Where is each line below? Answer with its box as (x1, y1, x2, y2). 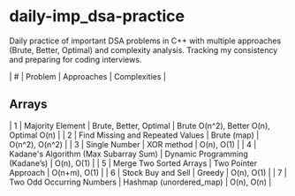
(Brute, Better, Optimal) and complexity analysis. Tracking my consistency (9, 44, 278, 55)
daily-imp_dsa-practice (9, 6, 185, 26)
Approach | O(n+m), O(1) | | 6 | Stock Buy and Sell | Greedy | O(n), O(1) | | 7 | (9, 167, 287, 177)
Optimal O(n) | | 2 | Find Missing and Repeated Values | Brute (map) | (9, 130, 260, 140)
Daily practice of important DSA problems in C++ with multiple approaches (9, 35, 282, 46)
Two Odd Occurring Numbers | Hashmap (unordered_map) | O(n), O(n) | (9, 177, 272, 187)
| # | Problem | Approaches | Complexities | (9, 71, 166, 81)
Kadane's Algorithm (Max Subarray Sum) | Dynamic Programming (9, 148, 249, 159)
